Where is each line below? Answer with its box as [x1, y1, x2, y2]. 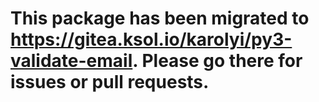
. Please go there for [132, 50, 303, 72]
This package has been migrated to [10, 7, 310, 30]
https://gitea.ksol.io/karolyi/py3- [10, 28, 293, 51]
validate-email [10, 50, 133, 72]
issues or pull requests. [10, 71, 210, 94]
